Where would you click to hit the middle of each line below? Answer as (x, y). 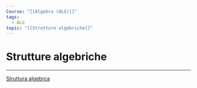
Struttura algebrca (28, 79)
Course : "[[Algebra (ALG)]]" (42, 11)
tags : (13, 17)
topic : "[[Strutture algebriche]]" (50, 28)
